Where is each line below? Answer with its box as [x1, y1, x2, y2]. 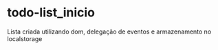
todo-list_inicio [7, 5, 95, 21]
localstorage [7, 34, 43, 42]
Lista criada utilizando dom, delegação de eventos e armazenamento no [7, 27, 212, 36]
